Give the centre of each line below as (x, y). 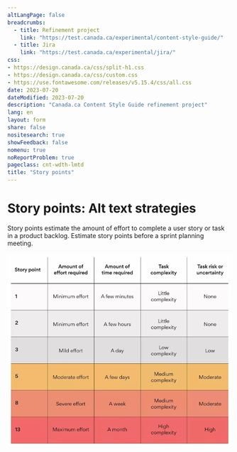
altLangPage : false (36, 15)
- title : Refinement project (57, 30)
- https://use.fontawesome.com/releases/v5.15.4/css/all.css (100, 82)
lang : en (20, 113)
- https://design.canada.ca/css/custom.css (73, 75)
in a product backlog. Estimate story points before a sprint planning (106, 235)
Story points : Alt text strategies (102, 209)
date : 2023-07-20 (33, 90)
